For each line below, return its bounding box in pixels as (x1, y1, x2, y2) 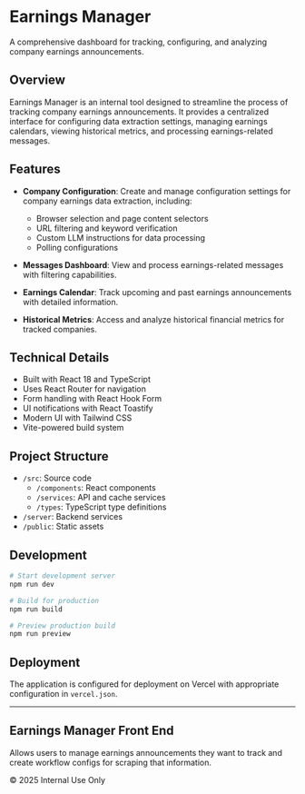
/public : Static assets (22, 521, 104, 532)
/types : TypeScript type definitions (35, 501, 167, 512)
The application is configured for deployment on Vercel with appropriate (9, 679, 280, 690)
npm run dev (9, 580, 54, 589)
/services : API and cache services (35, 492, 166, 503)
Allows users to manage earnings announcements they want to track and (9, 747, 283, 758)
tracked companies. (22, 323, 98, 334)
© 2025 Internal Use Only (9, 774, 106, 785)
